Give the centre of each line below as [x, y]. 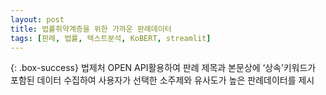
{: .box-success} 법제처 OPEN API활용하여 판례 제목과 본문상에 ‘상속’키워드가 [163, 68]
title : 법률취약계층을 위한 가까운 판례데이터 [91, 29]
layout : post [37, 19]
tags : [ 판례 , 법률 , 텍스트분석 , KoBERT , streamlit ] [111, 38]
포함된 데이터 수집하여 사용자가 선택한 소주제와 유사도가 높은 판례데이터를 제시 [162, 80]
